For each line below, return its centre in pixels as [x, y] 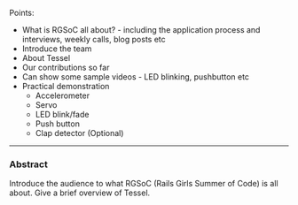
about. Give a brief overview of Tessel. [80, 193]
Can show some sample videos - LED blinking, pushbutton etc [136, 77]
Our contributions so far [66, 67]
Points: [22, 13]
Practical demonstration [66, 86]
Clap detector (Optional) [79, 133]
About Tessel [46, 58]
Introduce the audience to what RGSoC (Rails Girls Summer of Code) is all [144, 184]
